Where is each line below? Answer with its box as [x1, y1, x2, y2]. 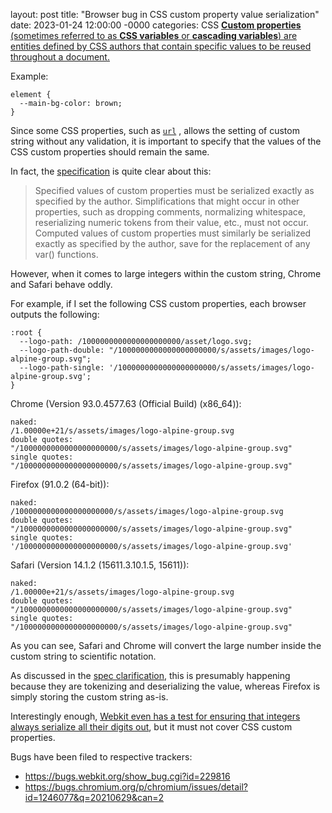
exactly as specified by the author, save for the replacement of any [34, 238, 311, 249]
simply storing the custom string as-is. [10, 691, 169, 703]
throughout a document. [10, 51, 110, 63]
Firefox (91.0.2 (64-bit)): [10, 479, 110, 490]
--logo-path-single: [19, 363, 105, 373]
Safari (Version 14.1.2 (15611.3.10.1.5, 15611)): [10, 559, 190, 571]
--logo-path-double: [19, 345, 105, 355]
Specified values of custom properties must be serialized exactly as [34, 185, 315, 196]
